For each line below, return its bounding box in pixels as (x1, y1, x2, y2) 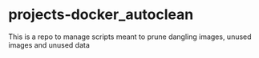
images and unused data (8, 40, 91, 49)
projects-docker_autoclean (8, 6, 194, 24)
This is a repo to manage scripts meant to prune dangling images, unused (8, 32, 252, 41)
